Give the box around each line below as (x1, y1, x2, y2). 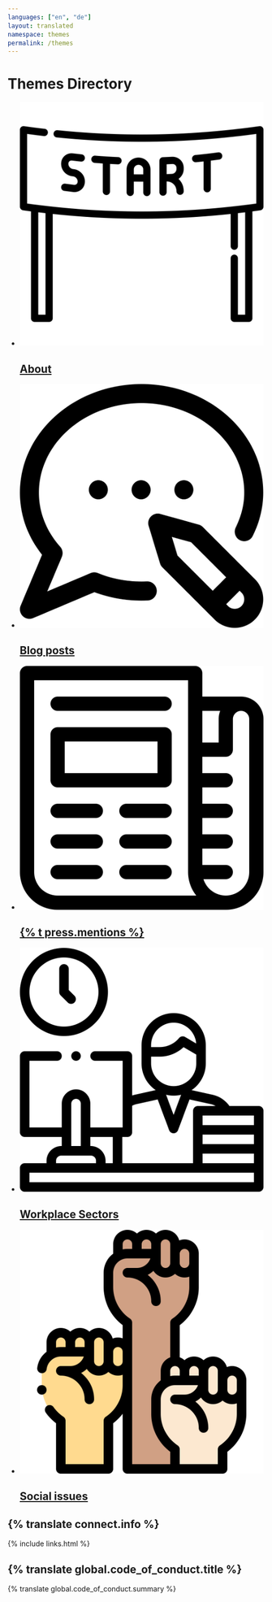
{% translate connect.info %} (7, 1517, 160, 1531)
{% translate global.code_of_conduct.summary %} (7, 1583, 176, 1593)
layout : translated (7, 21, 74, 30)
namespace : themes (7, 30, 70, 38)
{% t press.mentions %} (19, 926, 145, 940)
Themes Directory (7, 75, 132, 93)
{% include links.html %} (7, 1539, 90, 1548)
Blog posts (19, 644, 75, 658)
